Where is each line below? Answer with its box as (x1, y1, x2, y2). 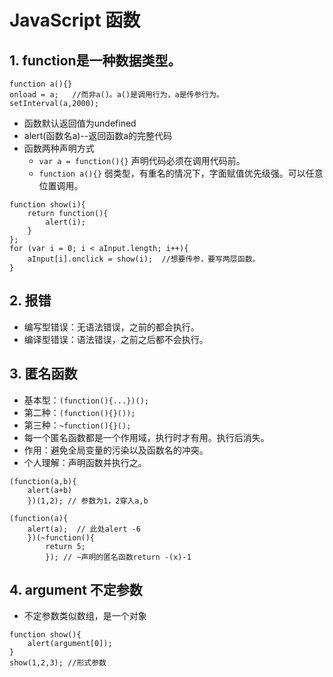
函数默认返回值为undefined (23, 117, 137, 129)
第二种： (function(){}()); (23, 406, 136, 418)
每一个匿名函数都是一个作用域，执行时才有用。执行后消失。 (23, 431, 270, 443)
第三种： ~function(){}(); (23, 419, 132, 431)
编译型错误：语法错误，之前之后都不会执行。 (23, 333, 209, 345)
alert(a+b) (27, 485, 73, 495)
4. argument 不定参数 (9, 582, 143, 599)
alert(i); (45, 217, 86, 227)
